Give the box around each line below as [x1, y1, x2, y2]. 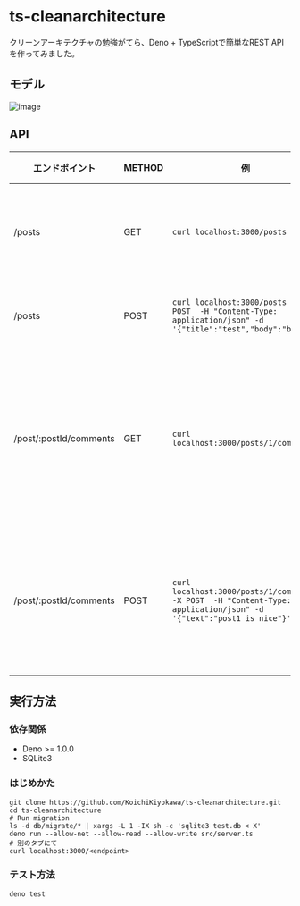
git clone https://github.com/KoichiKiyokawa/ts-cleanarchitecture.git [9, 798, 281, 807]
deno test [9, 889, 46, 899]
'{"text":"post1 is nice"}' [172, 613, 292, 623]
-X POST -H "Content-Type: [172, 595, 292, 605]
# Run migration [9, 813, 70, 823]
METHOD [123, 161, 164, 173]
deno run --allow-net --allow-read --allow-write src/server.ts [9, 829, 254, 838]
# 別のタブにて [9, 838, 58, 848]
